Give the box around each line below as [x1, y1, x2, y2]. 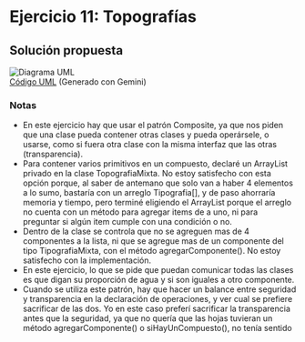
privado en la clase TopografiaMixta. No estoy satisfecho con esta [22, 168, 271, 179]
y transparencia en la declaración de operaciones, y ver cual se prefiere [22, 294, 293, 305]
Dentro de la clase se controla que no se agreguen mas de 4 [22, 226, 250, 237]
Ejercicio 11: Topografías [9, 6, 198, 27]
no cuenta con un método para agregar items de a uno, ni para [22, 206, 259, 217]
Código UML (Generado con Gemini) [9, 76, 147, 87]
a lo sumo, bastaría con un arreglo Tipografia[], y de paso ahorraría [22, 187, 276, 198]
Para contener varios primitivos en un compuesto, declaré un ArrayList [22, 158, 289, 169]
